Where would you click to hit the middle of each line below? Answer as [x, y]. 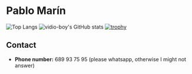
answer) [25, 65]
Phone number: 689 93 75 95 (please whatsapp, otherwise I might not [100, 59]
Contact [21, 45]
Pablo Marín [36, 11]
